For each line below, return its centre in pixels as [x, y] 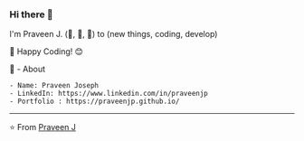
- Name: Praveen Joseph [54, 86]
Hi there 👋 [32, 14]
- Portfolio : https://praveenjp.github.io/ [95, 102]
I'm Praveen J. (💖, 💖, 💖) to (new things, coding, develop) [114, 34]
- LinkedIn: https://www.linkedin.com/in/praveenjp [109, 94]
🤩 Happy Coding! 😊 [47, 52]
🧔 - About [27, 69]
